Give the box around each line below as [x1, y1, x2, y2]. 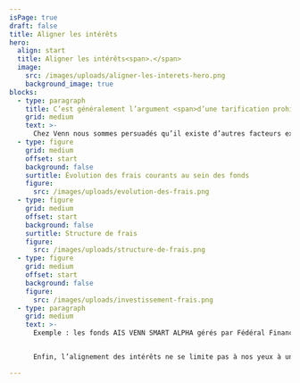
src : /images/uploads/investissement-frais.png [32, 296, 214, 304]
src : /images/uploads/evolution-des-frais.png [32, 187, 210, 196]
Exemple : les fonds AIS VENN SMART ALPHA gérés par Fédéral [32, 329, 266, 337]
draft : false [9, 21, 58, 30]
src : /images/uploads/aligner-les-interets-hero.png [25, 71, 226, 80]
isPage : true [9, 12, 58, 22]
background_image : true [25, 79, 114, 88]
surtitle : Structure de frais [25, 229, 138, 237]
